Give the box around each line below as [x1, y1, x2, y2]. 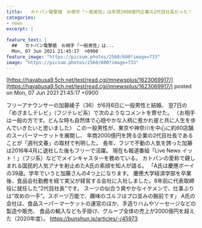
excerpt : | [6, 25, 34, 32]
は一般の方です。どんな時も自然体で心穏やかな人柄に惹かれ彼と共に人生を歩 [6, 116, 196, 124]
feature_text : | [6, 37, 47, 43]
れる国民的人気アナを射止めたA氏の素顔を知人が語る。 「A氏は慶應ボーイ [11, 161, 195, 169]
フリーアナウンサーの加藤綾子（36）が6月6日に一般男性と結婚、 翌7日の [6, 101, 188, 109]
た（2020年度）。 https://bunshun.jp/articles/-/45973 [6, 215, 138, 222]
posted [174, 82, 192, 90]
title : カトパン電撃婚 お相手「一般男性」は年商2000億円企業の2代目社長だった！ [6, 8, 193, 15]
